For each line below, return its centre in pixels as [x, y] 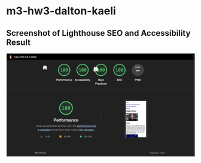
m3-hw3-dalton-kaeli [61, 11]
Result [19, 42]
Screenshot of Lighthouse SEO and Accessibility [98, 33]
